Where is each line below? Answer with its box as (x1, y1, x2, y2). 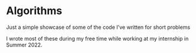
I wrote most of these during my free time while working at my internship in (6, 35, 189, 42)
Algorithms (6, 4, 63, 18)
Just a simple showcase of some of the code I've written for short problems (6, 24, 191, 31)
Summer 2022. (6, 41, 43, 48)
